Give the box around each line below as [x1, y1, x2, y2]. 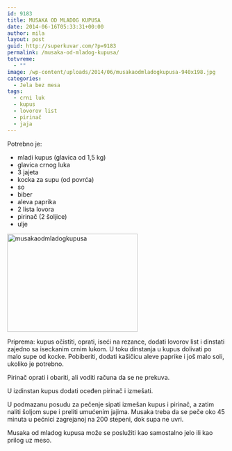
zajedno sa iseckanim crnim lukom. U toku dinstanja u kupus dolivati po [7, 344, 212, 353]
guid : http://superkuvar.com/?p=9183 [7, 43, 117, 49]
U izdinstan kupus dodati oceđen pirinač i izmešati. [7, 386, 154, 395]
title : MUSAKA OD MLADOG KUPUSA [7, 17, 101, 24]
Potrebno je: [7, 139, 42, 148]
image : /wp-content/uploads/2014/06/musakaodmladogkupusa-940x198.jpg [7, 68, 216, 75]
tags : [7, 88, 23, 95]
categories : [7, 75, 42, 82]
